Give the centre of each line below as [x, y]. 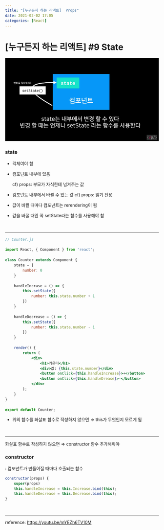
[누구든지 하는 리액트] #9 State [64, 47]
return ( [31, 353]
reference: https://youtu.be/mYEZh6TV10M [48, 522]
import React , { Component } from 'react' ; [50, 250]
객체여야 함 [23, 163]
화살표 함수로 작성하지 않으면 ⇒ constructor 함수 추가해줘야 [62, 444]
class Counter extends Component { [41, 260]
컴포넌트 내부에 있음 [31, 174]
